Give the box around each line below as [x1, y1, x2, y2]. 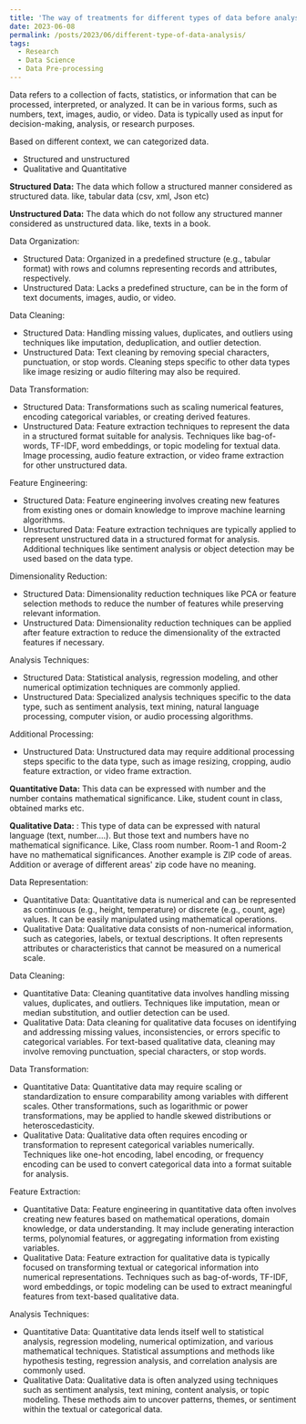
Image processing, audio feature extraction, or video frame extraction [22, 449, 284, 460]
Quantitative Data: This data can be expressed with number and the [9, 783, 267, 794]
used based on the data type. [22, 552, 134, 563]
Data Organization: [9, 235, 80, 246]
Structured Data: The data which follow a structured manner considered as [9, 181, 293, 191]
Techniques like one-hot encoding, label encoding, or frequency [22, 1149, 264, 1160]
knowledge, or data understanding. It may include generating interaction [22, 1223, 294, 1233]
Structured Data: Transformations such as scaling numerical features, [22, 401, 284, 412]
